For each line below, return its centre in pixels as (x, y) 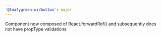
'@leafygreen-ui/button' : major (38, 10)
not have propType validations (36, 29)
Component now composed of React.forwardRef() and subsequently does (81, 24)
